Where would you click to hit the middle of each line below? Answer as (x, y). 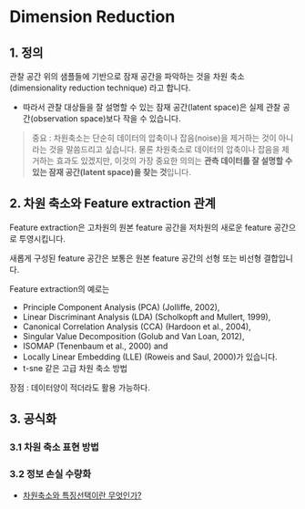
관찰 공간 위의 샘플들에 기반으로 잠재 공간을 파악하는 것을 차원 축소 (127, 76)
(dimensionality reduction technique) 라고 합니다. (100, 88)
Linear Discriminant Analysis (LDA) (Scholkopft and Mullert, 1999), (147, 317)
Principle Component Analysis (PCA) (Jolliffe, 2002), (121, 306)
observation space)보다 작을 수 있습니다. (107, 119)
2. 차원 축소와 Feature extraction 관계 (113, 204)
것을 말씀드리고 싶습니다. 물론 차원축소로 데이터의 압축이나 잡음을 (164, 149)
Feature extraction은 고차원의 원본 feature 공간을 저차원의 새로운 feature (141, 227)
